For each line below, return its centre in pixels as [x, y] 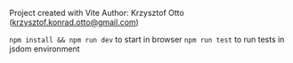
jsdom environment [45, 49]
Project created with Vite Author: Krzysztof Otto [97, 13]
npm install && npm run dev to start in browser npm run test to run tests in [147, 39]
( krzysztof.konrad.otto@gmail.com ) [74, 22]
